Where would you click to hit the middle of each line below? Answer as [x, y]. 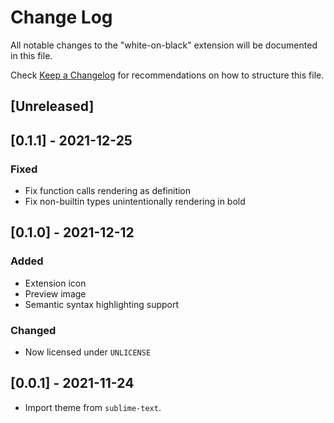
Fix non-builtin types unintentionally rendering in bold [135, 202]
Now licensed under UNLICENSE [88, 352]
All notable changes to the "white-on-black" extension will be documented [164, 45]
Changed [33, 330]
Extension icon [55, 283]
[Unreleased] [52, 106]
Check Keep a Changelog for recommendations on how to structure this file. [167, 75]
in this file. [31, 55]
